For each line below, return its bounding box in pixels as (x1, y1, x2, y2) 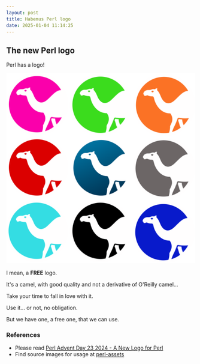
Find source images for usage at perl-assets (14, 351, 125, 358)
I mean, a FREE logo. (6, 269, 57, 276)
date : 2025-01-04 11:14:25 (6, 22, 74, 28)
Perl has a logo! (6, 61, 45, 68)
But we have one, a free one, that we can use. (6, 316, 120, 323)
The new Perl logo (6, 45, 75, 55)
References (6, 331, 41, 339)
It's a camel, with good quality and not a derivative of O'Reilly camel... (6, 281, 178, 288)
